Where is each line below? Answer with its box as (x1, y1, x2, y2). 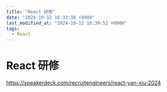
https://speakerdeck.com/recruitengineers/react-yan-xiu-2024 (6, 79, 162, 87)
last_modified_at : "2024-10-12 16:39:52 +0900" (6, 20, 127, 26)
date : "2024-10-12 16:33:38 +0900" (6, 14, 95, 20)
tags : (6, 25, 20, 32)
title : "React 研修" (6, 8, 56, 15)
